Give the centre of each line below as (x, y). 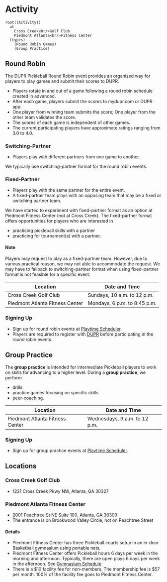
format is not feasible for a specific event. (48, 274)
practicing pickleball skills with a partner (54, 231)
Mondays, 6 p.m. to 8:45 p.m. (122, 303)
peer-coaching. (28, 398)
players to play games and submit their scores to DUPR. (62, 81)
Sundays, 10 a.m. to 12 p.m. (121, 295)
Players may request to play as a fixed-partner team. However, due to (76, 258)
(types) (18, 40)
